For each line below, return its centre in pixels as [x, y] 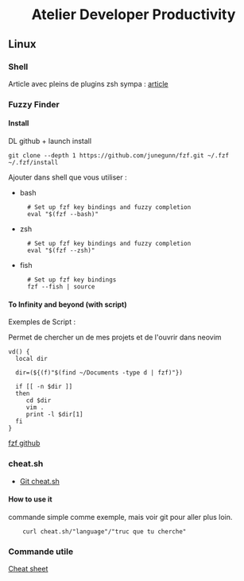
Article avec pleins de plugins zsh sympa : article [88, 83]
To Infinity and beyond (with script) [68, 304]
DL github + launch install [50, 141]
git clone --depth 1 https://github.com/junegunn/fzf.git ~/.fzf [118, 156]
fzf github [24, 443]
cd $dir [39, 401]
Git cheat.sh [39, 481]
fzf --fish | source [61, 287]
